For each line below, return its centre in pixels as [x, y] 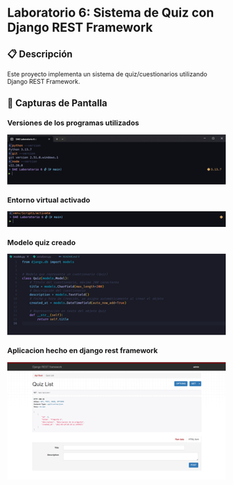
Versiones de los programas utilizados [73, 123]
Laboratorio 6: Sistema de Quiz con [111, 13]
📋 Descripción [40, 54]
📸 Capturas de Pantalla [57, 103]
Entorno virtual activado [49, 200]
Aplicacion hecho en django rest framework [83, 350]
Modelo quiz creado [42, 243]
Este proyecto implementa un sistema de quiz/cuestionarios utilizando [107, 74]
